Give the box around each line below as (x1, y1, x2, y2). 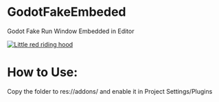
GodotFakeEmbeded (7, 4, 126, 20)
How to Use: (7, 65, 78, 80)
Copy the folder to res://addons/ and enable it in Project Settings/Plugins (7, 87, 213, 95)
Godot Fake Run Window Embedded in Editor (7, 27, 135, 35)
